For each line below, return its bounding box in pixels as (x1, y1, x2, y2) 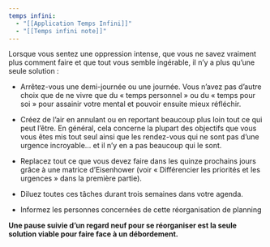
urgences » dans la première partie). (19, 173, 142, 183)
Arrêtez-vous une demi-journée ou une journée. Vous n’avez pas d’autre (19, 82, 262, 92)
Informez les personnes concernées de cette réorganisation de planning (19, 205, 262, 215)
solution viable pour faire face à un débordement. (8, 229, 178, 239)
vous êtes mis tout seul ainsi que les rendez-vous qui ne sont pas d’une (19, 132, 259, 142)
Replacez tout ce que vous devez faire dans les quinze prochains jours (19, 156, 257, 166)
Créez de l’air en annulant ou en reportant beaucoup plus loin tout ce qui (19, 115, 263, 125)
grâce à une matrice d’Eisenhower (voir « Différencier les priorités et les (19, 165, 261, 175)
